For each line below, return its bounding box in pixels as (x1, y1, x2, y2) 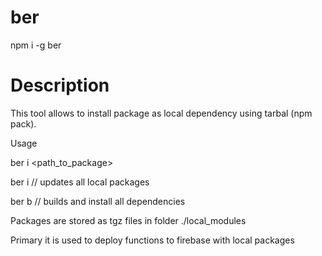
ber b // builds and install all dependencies (10, 195, 186, 207)
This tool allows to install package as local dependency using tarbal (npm (10, 107, 313, 119)
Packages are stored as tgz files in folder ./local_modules (10, 214, 247, 226)
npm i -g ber (10, 39, 62, 51)
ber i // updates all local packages (10, 176, 150, 188)
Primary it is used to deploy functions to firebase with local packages (10, 234, 295, 246)
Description (10, 74, 110, 97)
